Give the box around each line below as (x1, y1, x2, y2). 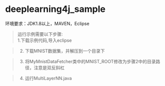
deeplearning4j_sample (5, 3, 106, 15)
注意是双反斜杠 (33, 65, 65, 71)
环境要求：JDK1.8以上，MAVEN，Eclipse (5, 20, 89, 26)
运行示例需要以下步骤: (17, 31, 63, 37)
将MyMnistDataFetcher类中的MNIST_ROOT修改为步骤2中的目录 (24, 58, 156, 64)
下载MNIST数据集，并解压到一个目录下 (24, 48, 105, 54)
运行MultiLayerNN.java (24, 75, 72, 81)
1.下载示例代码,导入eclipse (17, 37, 72, 43)
